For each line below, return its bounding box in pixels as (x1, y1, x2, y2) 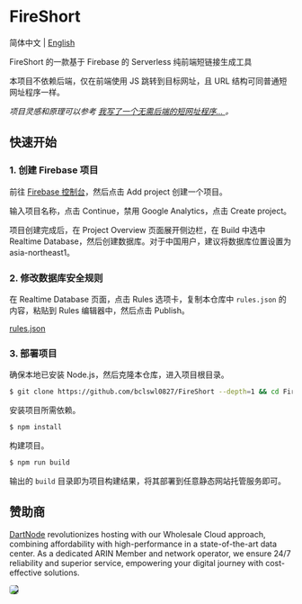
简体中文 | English (9, 37, 75, 48)
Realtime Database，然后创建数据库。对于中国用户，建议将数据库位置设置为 (9, 236, 292, 247)
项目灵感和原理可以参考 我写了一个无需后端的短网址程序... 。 (9, 105, 234, 116)
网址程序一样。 (9, 86, 65, 97)
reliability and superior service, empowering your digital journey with (9, 557, 263, 568)
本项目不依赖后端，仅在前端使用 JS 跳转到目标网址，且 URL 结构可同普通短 (9, 75, 288, 86)
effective (9, 567, 42, 578)
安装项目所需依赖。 (9, 405, 81, 416)
